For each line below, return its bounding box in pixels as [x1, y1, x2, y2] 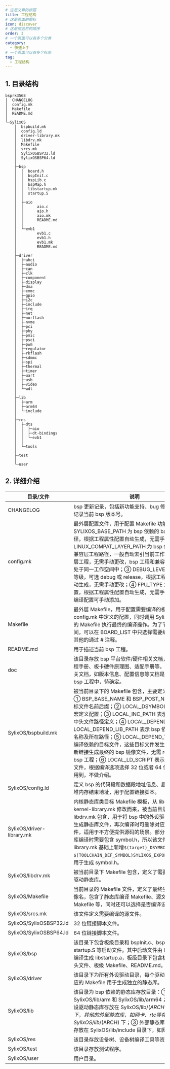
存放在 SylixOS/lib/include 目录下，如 [73, 1026, 162, 1033]
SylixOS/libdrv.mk [8, 872, 51, 879]
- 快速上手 [10, 45, 30, 50]
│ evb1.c [14, 231, 51, 236]
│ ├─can [14, 266, 33, 272]
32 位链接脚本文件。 [73, 920, 122, 927]
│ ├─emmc [14, 289, 35, 294]
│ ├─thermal [14, 364, 42, 370]
